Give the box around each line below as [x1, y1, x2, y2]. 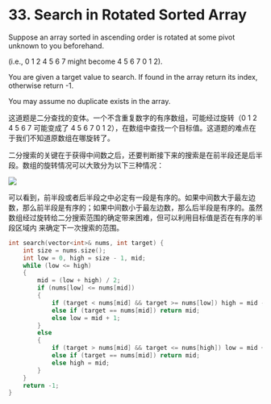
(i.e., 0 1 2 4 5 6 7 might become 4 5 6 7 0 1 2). [8, 56, 163, 66]
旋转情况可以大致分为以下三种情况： [43, 160, 164, 170]
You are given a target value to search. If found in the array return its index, [8, 72, 258, 81]
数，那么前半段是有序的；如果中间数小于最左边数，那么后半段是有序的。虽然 [8, 202, 263, 212]
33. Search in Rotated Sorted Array [8, 6, 248, 24]
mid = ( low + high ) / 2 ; [37, 277, 121, 285]
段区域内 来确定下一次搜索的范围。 [8, 223, 123, 232]
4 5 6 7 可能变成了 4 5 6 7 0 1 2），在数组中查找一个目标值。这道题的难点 [8, 123, 250, 132]
